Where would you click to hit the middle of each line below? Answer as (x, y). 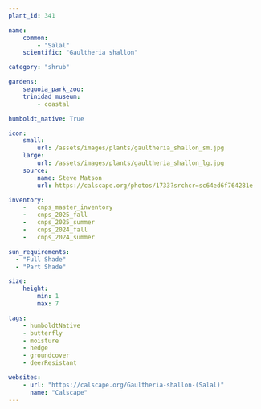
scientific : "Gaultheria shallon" (80, 53)
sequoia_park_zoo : (53, 89)
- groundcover (46, 356)
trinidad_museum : (52, 96)
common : (35, 38)
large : (34, 156)
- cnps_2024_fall (55, 230)
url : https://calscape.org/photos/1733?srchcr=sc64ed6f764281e (145, 186)
